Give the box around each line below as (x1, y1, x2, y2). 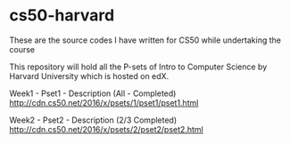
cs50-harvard (9, 5, 115, 26)
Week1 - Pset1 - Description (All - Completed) (9, 88, 177, 99)
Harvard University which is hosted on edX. (9, 70, 170, 81)
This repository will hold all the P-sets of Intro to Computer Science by (9, 61, 268, 72)
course (9, 44, 36, 54)
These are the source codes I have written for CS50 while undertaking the (9, 35, 281, 45)
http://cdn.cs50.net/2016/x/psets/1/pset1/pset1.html (9, 97, 199, 107)
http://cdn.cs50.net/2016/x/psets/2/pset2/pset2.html (9, 123, 203, 134)
